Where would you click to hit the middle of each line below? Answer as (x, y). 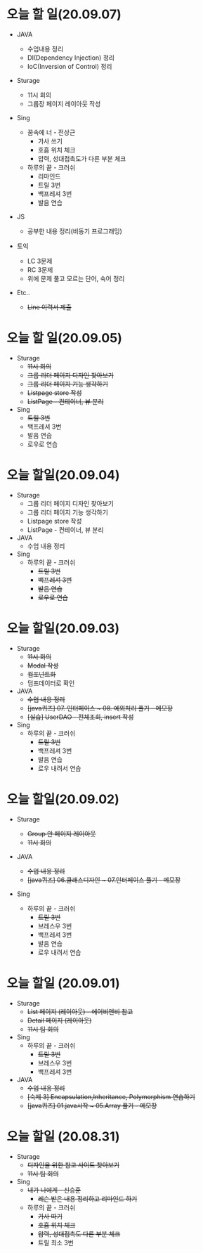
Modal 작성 (43, 666)
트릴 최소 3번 (56, 1242)
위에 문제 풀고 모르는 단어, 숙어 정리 (76, 278)
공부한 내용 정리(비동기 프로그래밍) (74, 231)
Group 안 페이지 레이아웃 (61, 833)
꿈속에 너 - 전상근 (51, 132)
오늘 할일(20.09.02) (63, 799)
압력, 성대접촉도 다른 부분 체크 (79, 1233)
